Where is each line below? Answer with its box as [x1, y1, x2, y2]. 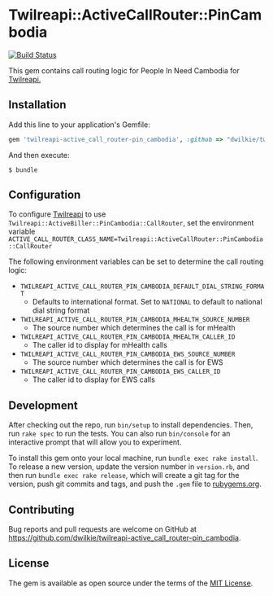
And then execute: [8, 150, 70, 160]
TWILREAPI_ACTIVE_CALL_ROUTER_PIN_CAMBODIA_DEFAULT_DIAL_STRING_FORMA [19, 283, 265, 291]
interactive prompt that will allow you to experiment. [8, 437, 182, 447]
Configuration [8, 188, 81, 202]
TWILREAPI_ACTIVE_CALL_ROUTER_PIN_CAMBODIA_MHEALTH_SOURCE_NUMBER [19, 316, 250, 324]
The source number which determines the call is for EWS [32, 357, 223, 367]
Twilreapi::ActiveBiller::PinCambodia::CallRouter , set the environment [8, 218, 254, 228]
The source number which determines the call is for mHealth [32, 323, 236, 333]
